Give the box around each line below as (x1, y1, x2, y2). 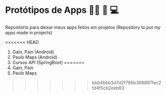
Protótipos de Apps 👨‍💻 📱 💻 (5, 4, 119, 16)
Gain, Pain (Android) (12, 49, 54, 55)
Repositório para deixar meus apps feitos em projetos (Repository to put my (5, 24, 161, 30)
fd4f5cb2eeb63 (92, 85, 125, 91)
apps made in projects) (5, 29, 53, 35)
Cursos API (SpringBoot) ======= (12, 59, 85, 65)
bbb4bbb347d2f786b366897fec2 (92, 80, 162, 86)
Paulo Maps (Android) (12, 54, 58, 60)
